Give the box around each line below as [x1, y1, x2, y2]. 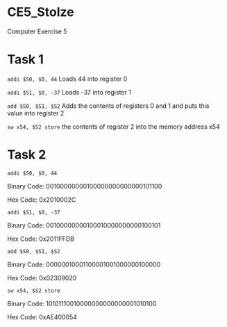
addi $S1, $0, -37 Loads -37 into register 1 [7, 88, 132, 96]
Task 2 [7, 147, 47, 163]
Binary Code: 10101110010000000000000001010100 [7, 299, 157, 308]
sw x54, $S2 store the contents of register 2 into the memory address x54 [7, 122, 220, 131]
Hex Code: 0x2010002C [7, 196, 76, 204]
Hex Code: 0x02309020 [7, 273, 77, 282]
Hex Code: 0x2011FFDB [7, 234, 75, 243]
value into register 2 [7, 109, 65, 117]
